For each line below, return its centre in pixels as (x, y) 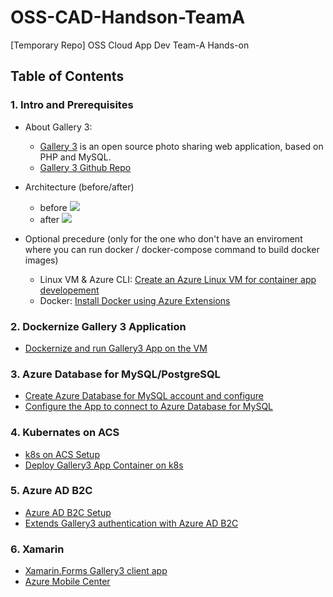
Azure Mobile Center (67, 582)
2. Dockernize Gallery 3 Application (98, 326)
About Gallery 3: (58, 127)
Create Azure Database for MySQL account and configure (144, 396)
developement (69, 290)
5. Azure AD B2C (51, 491)
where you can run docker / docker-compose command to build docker (172, 249)
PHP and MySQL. (75, 157)
